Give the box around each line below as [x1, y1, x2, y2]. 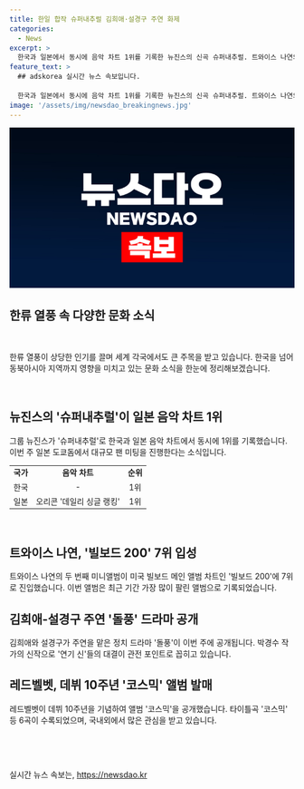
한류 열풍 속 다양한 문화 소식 [9, 308, 156, 324]
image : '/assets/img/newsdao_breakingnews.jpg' [9, 101, 193, 110]
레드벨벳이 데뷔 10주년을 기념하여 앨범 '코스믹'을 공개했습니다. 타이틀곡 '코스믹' [9, 703, 288, 714]
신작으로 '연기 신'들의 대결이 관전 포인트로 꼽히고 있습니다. [25, 648, 232, 659]
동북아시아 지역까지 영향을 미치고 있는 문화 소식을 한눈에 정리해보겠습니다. [9, 363, 271, 374]
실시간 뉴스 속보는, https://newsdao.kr [9, 769, 147, 780]
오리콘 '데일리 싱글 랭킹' [35, 495, 120, 507]
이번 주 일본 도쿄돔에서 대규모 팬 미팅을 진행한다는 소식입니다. [9, 446, 227, 457]
